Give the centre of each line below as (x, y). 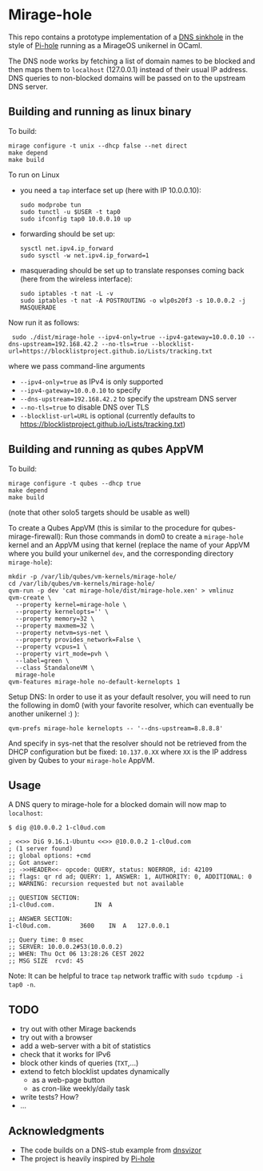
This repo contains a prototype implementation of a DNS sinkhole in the (126, 37)
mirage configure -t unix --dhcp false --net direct (98, 146)
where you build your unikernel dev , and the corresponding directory (121, 553)
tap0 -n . (22, 984)
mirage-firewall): (36, 536)
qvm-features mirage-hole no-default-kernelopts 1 (94, 682)
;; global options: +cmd (50, 856)
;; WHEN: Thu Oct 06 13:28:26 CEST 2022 (77, 954)
